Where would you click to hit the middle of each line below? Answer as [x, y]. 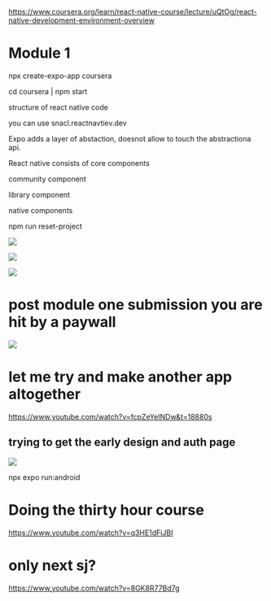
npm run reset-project [46, 226]
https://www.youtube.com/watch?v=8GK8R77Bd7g [94, 588]
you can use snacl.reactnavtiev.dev [68, 123]
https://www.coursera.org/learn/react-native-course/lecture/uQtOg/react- [133, 12]
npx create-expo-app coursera [60, 76]
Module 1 [39, 53]
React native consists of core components [79, 163]
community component [48, 179]
